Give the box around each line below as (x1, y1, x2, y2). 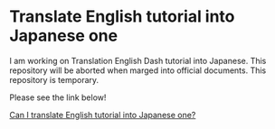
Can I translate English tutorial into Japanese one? (9, 109, 196, 120)
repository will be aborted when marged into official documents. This (9, 65, 267, 76)
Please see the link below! (9, 92, 107, 103)
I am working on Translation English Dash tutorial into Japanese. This (9, 55, 267, 66)
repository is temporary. (9, 74, 100, 85)
